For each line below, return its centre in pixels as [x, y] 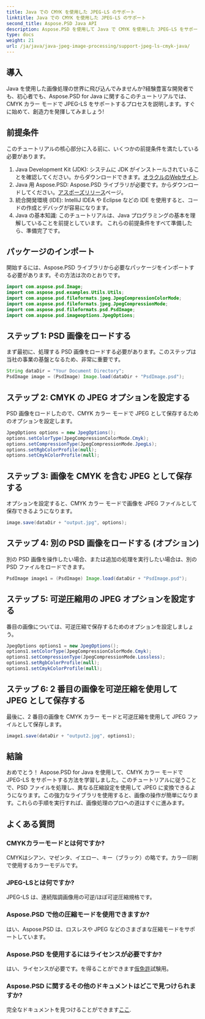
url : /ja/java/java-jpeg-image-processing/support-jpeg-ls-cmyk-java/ [98, 47]
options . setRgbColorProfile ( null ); [52, 450]
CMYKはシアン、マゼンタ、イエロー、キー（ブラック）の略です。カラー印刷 [102, 858]
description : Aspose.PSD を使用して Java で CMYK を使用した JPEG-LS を [95, 29]
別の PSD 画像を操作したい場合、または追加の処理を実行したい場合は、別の [102, 559]
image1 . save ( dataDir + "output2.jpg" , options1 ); [71, 736]
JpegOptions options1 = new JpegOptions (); [63, 646]
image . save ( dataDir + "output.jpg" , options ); [67, 523]
